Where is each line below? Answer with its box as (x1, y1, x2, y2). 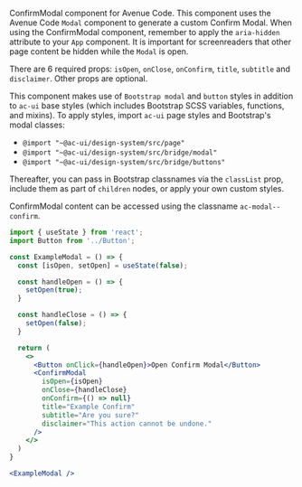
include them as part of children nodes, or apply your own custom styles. (9, 183, 285, 193)
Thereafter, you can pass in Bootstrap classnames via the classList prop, (9, 173, 284, 184)
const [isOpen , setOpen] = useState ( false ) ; (17, 261, 188, 270)
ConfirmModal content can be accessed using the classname (9, 201, 238, 211)
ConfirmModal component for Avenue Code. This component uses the (9, 8, 271, 18)
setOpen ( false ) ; (25, 319, 88, 328)
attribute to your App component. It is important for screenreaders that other (9, 36, 292, 47)
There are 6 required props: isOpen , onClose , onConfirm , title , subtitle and (9, 63, 291, 74)
